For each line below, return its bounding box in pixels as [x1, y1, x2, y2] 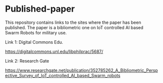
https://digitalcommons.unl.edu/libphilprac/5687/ [5, 49, 104, 54]
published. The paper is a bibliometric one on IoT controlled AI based [5, 24, 144, 30]
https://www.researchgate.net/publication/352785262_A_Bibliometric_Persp [5, 67, 158, 73]
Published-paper [5, 3, 75, 15]
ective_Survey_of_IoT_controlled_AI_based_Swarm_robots [5, 72, 121, 78]
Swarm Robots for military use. [5, 30, 67, 35]
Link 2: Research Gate [5, 58, 50, 64]
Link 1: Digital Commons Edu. [5, 39, 63, 45]
